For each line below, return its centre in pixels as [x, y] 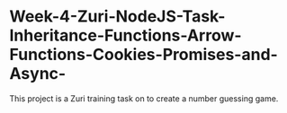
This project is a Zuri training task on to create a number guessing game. [144, 98]
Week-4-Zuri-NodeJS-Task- [117, 17]
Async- [38, 74]
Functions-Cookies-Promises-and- [144, 55]
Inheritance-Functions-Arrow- [126, 35]
